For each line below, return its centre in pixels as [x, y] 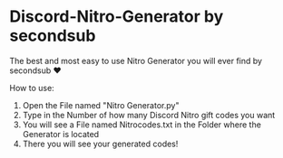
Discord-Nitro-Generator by [117, 17]
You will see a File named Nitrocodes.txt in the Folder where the [141, 125]
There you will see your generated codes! [100, 144]
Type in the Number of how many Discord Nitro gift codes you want [149, 115]
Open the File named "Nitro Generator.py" [101, 105]
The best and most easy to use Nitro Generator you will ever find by [136, 60]
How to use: [32, 88]
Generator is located [61, 134]
